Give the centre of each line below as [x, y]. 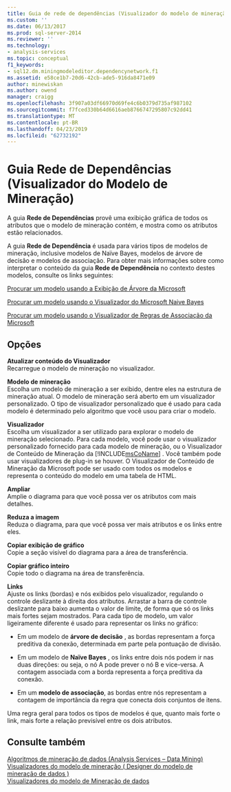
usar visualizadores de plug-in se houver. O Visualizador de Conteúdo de [111, 461]
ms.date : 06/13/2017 [37, 26]
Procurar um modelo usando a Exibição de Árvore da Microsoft [96, 289]
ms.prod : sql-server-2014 [44, 33]
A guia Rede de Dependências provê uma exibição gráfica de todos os [108, 218]
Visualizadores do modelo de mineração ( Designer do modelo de [100, 766]
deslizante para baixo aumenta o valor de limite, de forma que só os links [111, 608]
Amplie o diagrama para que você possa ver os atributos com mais [102, 496]
